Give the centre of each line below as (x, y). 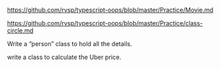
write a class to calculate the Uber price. (64, 57)
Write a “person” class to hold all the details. (70, 44)
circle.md (20, 31)
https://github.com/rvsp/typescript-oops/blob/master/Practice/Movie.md (110, 10)
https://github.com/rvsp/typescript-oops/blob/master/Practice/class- (105, 23)
